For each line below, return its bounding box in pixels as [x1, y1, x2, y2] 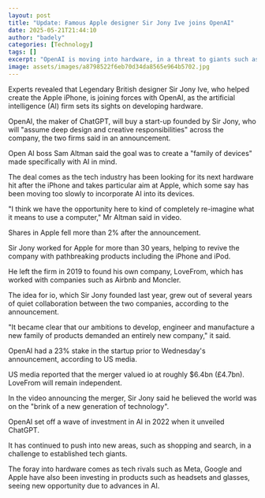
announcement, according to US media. [8, 354, 138, 363]
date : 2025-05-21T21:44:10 [8, 26, 97, 34]
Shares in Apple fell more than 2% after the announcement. [8, 228, 201, 237]
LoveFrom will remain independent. [8, 377, 122, 387]
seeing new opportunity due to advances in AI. [8, 481, 160, 490]
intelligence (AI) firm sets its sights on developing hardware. [8, 101, 203, 110]
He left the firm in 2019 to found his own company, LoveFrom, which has [8, 266, 244, 276]
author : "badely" [8, 33, 65, 42]
